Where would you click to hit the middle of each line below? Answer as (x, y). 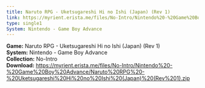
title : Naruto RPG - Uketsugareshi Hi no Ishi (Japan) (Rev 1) (88, 12)
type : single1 (24, 23)
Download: (20, 66)
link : (13, 18)
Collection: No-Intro (32, 59)
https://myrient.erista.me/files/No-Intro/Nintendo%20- (104, 66)
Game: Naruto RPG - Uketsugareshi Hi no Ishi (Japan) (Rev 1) (83, 46)
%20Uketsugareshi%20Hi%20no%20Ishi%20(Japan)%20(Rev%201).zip (98, 78)
